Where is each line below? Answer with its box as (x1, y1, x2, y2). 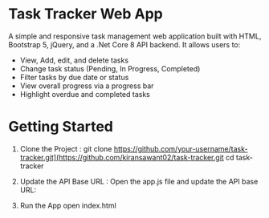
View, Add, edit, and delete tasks (19, 55, 129, 65)
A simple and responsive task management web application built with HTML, (8, 31, 262, 41)
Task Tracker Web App (8, 5, 163, 23)
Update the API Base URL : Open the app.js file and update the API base (19, 176, 259, 186)
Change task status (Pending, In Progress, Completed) (19, 63, 201, 73)
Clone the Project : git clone (19, 143, 112, 153)
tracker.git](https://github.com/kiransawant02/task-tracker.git (19, 152, 225, 162)
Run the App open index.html (19, 200, 116, 210)
